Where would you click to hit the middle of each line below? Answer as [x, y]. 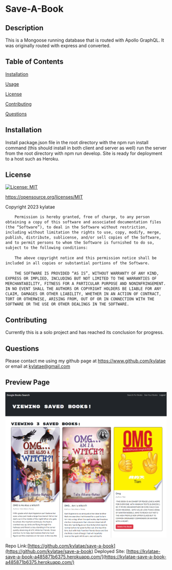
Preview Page [28, 382]
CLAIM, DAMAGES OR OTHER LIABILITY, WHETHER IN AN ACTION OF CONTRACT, [83, 294]
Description [24, 28]
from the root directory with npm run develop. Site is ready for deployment [84, 153]
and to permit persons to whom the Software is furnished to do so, [80, 243]
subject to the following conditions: [47, 248]
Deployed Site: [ [111, 551]
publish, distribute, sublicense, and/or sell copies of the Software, [83, 238]
